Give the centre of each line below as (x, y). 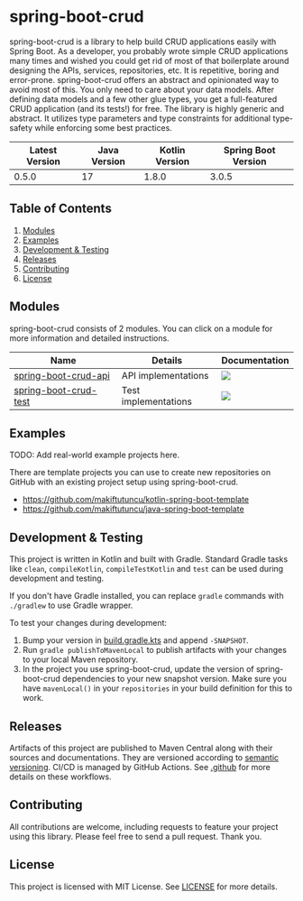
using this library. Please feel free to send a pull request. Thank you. (136, 836)
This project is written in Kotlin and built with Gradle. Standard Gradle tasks (149, 559)
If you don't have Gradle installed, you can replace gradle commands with (147, 596)
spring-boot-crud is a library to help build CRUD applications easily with (143, 41)
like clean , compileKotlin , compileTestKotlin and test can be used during (147, 569)
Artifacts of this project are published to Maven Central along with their (141, 748)
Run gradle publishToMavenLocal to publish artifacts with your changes (154, 650)
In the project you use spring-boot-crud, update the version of (138, 669)
